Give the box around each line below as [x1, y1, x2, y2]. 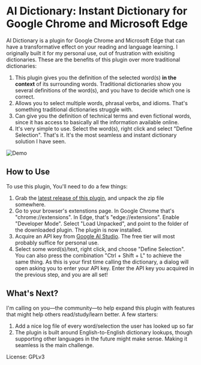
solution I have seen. [14, 137, 67, 145]
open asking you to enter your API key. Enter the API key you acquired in [14, 264, 194, 271]
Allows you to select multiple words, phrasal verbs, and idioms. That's [14, 99, 188, 106]
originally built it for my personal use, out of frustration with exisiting [6, 49, 175, 56]
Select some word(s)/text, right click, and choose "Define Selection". [14, 245, 185, 253]
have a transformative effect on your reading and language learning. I [6, 43, 178, 50]
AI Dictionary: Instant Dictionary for [6, 4, 188, 18]
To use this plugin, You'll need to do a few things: [6, 182, 128, 190]
